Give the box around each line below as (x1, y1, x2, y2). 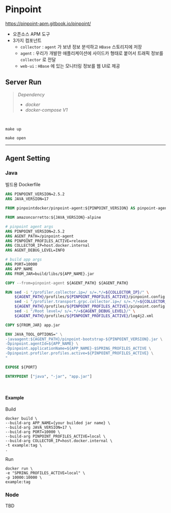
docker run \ (5, 466, 33, 471)
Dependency (17, 91, 45, 97)
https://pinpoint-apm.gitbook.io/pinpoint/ (5, 20, 91, 27)
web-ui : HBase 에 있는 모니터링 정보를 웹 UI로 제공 (20, 63, 121, 69)
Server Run (5, 78, 42, 87)
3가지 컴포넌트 (12, 37, 42, 43)
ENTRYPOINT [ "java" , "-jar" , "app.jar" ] (5, 374, 93, 379)
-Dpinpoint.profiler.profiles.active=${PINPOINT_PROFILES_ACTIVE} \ (5, 351, 154, 356)
